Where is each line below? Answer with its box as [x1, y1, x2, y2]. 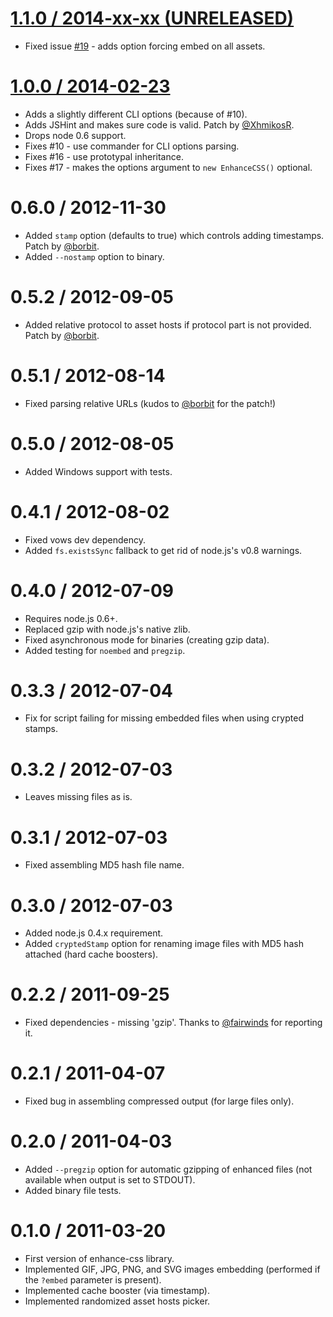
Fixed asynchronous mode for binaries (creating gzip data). [24, 633, 270, 646]
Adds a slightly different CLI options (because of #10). [24, 108, 248, 120]
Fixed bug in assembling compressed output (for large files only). [24, 1095, 295, 1107]
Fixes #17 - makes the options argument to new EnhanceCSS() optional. [24, 161, 313, 173]
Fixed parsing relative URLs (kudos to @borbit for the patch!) [24, 397, 277, 409]
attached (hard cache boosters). [24, 948, 159, 961]
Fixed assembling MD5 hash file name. [24, 859, 185, 871]
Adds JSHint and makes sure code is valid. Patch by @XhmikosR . [24, 118, 295, 131]
